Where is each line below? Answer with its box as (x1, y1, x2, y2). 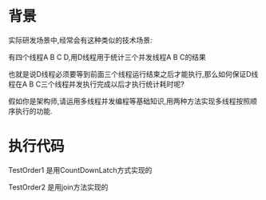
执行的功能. (14, 106, 54, 116)
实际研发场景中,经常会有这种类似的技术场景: (8, 35, 153, 45)
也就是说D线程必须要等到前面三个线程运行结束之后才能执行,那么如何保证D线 (8, 69, 259, 78)
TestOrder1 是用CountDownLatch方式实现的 (8, 165, 153, 174)
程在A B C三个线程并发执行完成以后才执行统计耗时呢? (8, 79, 185, 89)
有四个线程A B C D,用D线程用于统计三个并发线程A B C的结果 (8, 52, 206, 62)
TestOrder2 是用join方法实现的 (8, 182, 109, 192)
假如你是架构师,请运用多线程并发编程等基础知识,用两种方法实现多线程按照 (8, 96, 251, 106)
